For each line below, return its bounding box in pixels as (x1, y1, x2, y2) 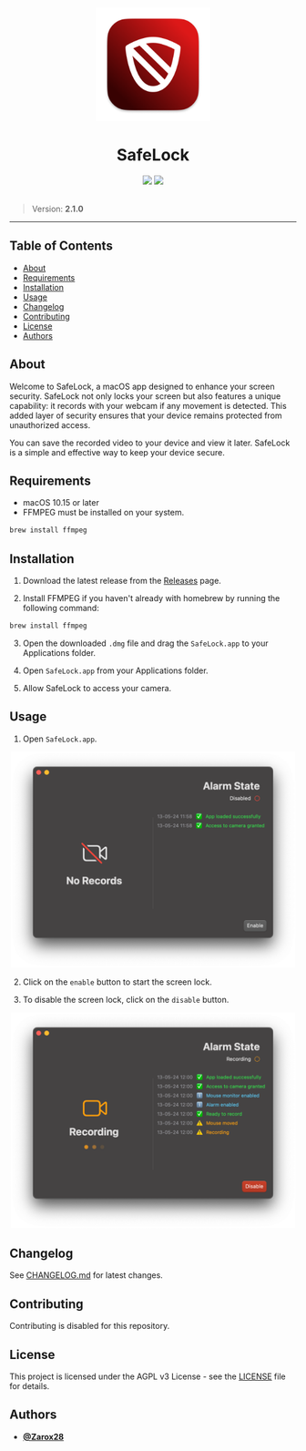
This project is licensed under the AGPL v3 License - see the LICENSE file (9, 1371, 286, 1382)
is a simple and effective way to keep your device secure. (9, 446, 225, 457)
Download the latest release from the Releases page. (22, 576, 221, 587)
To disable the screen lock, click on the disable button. (22, 994, 229, 1005)
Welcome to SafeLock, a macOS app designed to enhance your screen (9, 381, 275, 392)
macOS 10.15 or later (22, 497, 100, 508)
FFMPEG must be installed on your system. (22, 507, 185, 518)
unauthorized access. (9, 419, 91, 430)
